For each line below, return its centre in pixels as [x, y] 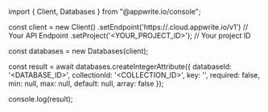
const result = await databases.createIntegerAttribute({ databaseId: [120, 66]
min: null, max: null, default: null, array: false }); [86, 84]
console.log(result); [41, 99]
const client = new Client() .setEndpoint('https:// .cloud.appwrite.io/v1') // [128, 27]
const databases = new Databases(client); [78, 51]
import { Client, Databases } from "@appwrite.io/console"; [105, 12]
